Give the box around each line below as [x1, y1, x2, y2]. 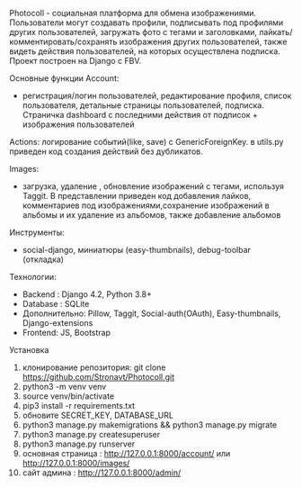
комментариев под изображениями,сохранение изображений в [22, 200, 270, 211]
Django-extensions [22, 318, 93, 328]
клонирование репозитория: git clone [22, 362, 166, 373]
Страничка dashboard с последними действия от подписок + [22, 110, 259, 120]
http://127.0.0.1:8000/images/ [22, 458, 130, 468]
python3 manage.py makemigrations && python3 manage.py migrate [22, 419, 277, 430]
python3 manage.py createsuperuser [22, 429, 160, 439]
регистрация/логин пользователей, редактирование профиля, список [22, 90, 292, 101]
